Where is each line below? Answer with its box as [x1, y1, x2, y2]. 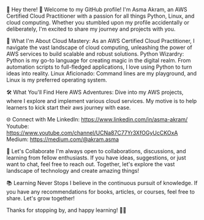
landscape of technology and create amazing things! [6, 167, 140, 174]
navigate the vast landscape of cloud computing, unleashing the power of [6, 44, 193, 51]
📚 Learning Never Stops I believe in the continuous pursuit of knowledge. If [6, 180, 198, 186]
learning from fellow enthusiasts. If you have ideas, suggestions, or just [6, 154, 186, 161]
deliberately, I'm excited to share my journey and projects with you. [6, 25, 176, 32]
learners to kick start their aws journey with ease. [6, 104, 131, 111]
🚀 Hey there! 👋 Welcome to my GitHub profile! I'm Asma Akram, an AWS [6, 6, 187, 13]
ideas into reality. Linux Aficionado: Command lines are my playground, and [6, 70, 197, 77]
